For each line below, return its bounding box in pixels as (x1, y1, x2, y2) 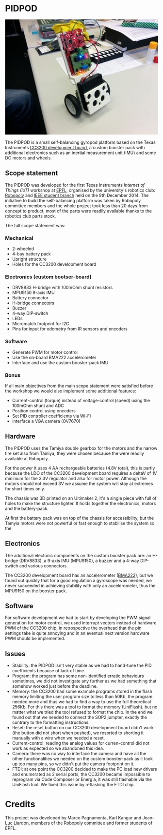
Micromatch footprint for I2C (12, 321, 69, 327)
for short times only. (5, 485, 45, 491)
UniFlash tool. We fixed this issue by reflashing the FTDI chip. (12, 782, 135, 788)
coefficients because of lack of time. (12, 668, 85, 674)
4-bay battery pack (12, 251, 51, 257)
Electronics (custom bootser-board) (5, 273, 92, 280)
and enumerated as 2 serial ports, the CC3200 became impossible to (12, 771, 150, 777)
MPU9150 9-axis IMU (12, 290, 55, 295)
